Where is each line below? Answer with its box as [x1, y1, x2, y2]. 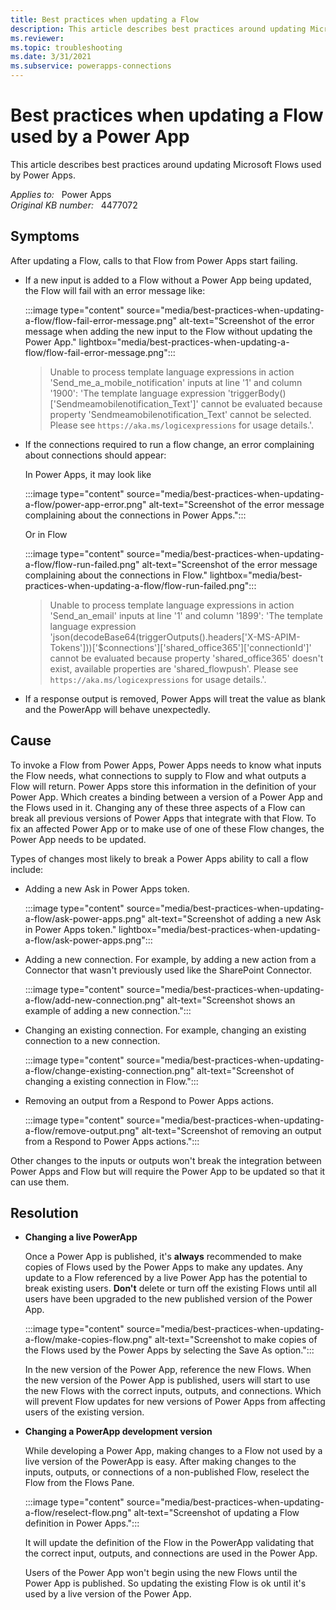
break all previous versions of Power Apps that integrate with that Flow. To [10, 812, 317, 824]
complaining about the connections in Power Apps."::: [24, 509, 247, 521]
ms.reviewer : [10, 33, 65, 43]
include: [10, 863, 44, 875]
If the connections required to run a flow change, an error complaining [24, 438, 315, 450]
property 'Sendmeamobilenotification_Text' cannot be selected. [49, 408, 312, 420]
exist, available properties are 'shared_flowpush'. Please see [49, 662, 299, 675]
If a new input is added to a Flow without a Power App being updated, [24, 274, 312, 286]
